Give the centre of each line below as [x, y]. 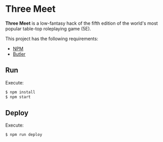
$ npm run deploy [24, 135]
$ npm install [21, 92]
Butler [19, 54]
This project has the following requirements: [52, 39]
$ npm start [18, 97]
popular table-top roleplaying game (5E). [48, 28]
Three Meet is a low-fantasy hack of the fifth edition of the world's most [81, 23]
